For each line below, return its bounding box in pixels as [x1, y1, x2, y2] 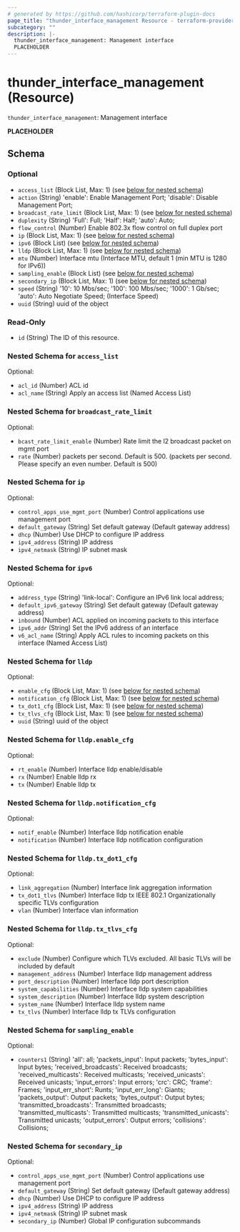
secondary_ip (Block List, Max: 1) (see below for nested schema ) [17, 276, 207, 285]
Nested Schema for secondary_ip [7, 1141, 123, 1151]
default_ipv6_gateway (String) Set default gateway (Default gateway [17, 601, 219, 609]
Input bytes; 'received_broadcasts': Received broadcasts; [17, 1062, 188, 1071]
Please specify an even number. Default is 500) [17, 459, 158, 468]
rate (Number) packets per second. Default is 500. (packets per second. [17, 451, 232, 461]
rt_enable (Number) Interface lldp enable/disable [17, 765, 163, 773]
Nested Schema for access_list [7, 351, 119, 361]
